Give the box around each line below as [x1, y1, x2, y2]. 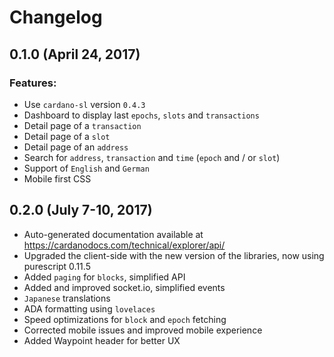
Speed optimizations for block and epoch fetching [23, 313, 227, 325]
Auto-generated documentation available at [23, 228, 204, 240]
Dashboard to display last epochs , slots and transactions [23, 109, 260, 121]
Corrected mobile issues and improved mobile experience [23, 324, 263, 336]
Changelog [9, 6, 103, 29]
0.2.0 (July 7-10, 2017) [9, 202, 153, 219]
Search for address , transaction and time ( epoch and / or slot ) [23, 151, 281, 163]
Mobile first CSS [23, 172, 92, 185]
